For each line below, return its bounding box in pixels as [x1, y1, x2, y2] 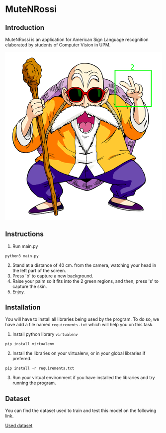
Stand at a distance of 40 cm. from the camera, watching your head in [12, 262, 157, 268]
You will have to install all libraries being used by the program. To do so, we [5, 316, 160, 322]
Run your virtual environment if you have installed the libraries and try [12, 375, 155, 381]
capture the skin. [12, 283, 47, 289]
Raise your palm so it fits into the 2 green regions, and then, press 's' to [12, 278, 159, 284]
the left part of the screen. [12, 267, 66, 273]
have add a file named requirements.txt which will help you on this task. [5, 322, 154, 328]
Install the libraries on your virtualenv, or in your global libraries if [12, 350, 146, 356]
